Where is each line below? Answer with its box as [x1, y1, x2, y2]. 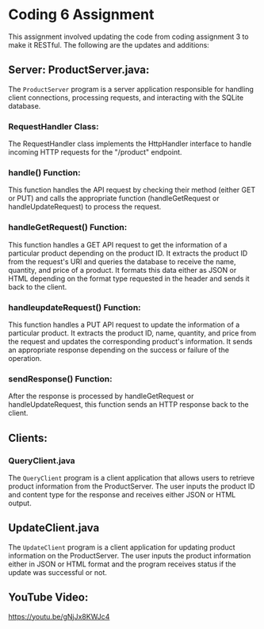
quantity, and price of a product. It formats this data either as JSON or [8, 265, 237, 274]
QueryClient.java [8, 454, 75, 466]
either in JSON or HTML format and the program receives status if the [8, 559, 236, 569]
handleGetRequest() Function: [8, 222, 128, 233]
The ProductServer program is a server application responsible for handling [8, 84, 254, 94]
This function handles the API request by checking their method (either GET [8, 185, 256, 195]
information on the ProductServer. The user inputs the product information [8, 550, 251, 560]
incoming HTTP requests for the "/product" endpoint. [8, 148, 182, 157]
